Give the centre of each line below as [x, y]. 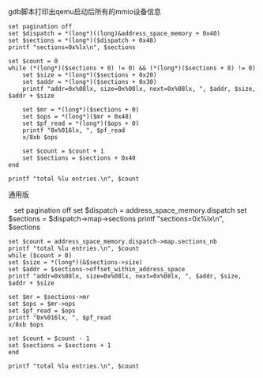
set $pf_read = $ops [42, 311]
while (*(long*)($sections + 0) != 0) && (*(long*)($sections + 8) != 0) [132, 68]
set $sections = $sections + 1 [60, 346]
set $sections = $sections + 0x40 [79, 158]
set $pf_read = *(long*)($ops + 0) [81, 123]
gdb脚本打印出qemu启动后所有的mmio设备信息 [85, 11]
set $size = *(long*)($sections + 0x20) [90, 75]
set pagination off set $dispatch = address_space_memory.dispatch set [130, 210]
